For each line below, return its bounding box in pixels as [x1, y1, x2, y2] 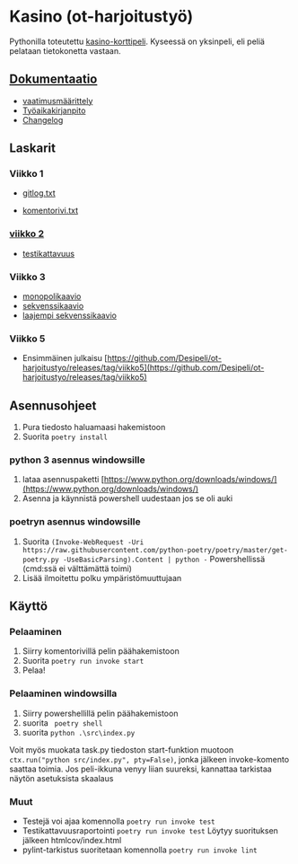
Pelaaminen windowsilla [9, 687, 118, 700]
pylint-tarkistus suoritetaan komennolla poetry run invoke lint [22, 844, 258, 855]
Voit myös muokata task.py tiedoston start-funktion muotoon [9, 744, 234, 755]
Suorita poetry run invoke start [22, 656, 145, 666]
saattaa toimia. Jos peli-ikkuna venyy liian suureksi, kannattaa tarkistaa [9, 763, 272, 774]
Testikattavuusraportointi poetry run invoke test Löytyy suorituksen [22, 825, 278, 836]
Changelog [22, 114, 64, 125]
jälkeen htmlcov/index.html [22, 835, 122, 846]
